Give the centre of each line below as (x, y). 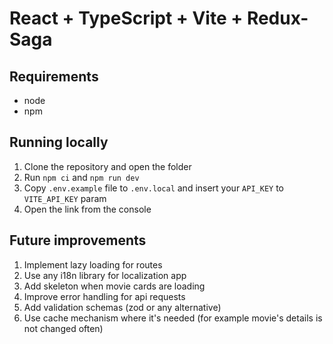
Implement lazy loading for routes (93, 264)
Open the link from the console (87, 209)
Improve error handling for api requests (104, 296)
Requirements (54, 76)
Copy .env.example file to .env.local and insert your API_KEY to (153, 188)
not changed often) (63, 328)
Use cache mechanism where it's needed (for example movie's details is (173, 318)
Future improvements (78, 240)
